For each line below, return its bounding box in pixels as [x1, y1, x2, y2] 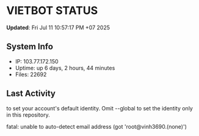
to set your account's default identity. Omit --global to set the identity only [6, 104, 194, 112]
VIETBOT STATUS [6, 4, 98, 18]
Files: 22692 [15, 71, 47, 78]
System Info [6, 41, 54, 52]
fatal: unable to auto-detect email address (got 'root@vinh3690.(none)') [6, 123, 187, 130]
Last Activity [6, 88, 56, 99]
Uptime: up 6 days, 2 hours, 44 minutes [15, 64, 115, 71]
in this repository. [6, 111, 50, 118]
